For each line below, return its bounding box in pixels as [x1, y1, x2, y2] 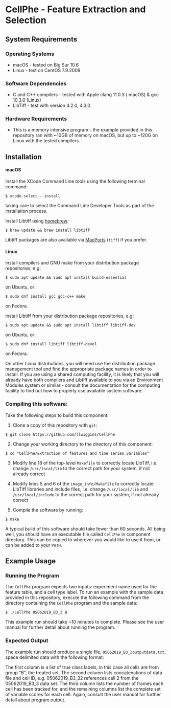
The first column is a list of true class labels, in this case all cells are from [5, 664, 159, 670]
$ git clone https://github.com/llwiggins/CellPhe [5, 432, 115, 437]
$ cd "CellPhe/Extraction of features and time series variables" [5, 451, 150, 456]
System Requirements [5, 35, 78, 43]
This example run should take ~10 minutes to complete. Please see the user [5, 619, 164, 625]
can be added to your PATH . [5, 542, 62, 548]
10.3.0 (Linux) [12, 97, 42, 103]
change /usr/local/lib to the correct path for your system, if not [12, 465, 150, 471]
